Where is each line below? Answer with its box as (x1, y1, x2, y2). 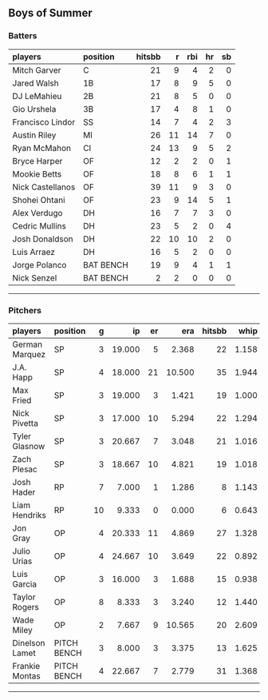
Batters (8, 30, 37, 42)
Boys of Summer (8, 6, 93, 20)
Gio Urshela (12, 103, 57, 114)
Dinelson (12, 637, 45, 648)
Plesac (12, 463, 37, 475)
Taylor (12, 591, 36, 603)
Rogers (12, 601, 40, 612)
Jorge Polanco (12, 259, 67, 270)
